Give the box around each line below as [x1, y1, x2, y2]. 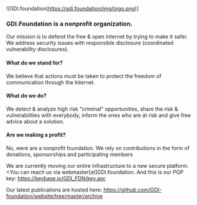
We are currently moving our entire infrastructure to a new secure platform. [6, 162, 189, 169]
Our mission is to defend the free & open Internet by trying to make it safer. [6, 33, 188, 40]
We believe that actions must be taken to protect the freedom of [6, 72, 162, 79]
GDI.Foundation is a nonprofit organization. [6, 19, 133, 28]
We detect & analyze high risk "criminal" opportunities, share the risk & [6, 105, 178, 112]
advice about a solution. [6, 118, 65, 125]
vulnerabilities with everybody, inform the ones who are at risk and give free [6, 112, 191, 119]
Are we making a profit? [6, 131, 66, 138]
